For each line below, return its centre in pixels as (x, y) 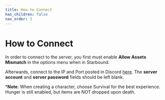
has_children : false (27, 14)
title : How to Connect (29, 10)
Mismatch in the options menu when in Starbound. (57, 62)
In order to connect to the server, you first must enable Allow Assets (76, 57)
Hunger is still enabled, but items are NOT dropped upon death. (70, 92)
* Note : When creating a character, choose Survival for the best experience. (83, 87)
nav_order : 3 (19, 19)
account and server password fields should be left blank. (65, 77)
